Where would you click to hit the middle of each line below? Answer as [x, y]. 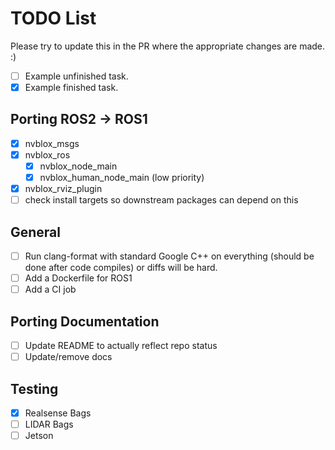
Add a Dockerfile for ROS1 [78, 278]
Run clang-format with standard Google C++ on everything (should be [169, 256]
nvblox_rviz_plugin [63, 189]
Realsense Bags [58, 413]
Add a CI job [50, 289]
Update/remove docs [68, 357]
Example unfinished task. [76, 76]
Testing [34, 388]
